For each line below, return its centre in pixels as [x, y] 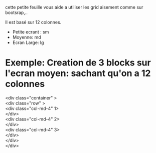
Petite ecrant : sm [31, 32]
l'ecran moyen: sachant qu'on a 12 [78, 73]
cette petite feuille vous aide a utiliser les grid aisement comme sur [74, 7]
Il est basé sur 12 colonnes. [33, 22]
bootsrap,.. [16, 12]
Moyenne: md [27, 37]
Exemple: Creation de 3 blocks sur [78, 63]
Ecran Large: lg [28, 42]
